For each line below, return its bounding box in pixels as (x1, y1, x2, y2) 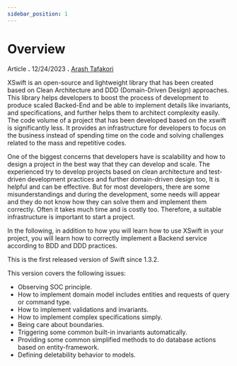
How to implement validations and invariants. (17, 305, 149, 314)
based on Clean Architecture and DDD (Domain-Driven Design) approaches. (7, 86, 230, 94)
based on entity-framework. (17, 343, 100, 351)
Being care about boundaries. (17, 320, 105, 328)
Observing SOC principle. (17, 282, 93, 291)
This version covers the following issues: (7, 269, 126, 277)
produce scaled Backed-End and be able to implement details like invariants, (7, 101, 231, 109)
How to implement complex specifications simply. (17, 313, 163, 321)
